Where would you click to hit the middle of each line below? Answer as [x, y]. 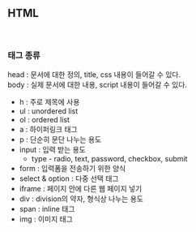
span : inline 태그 [47, 209]
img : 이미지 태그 [46, 219]
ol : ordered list [45, 120]
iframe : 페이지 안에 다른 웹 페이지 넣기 [81, 189]
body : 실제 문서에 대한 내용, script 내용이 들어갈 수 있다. [98, 85]
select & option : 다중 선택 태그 [69, 178]
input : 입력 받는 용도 [52, 150]
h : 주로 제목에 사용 [49, 102]
